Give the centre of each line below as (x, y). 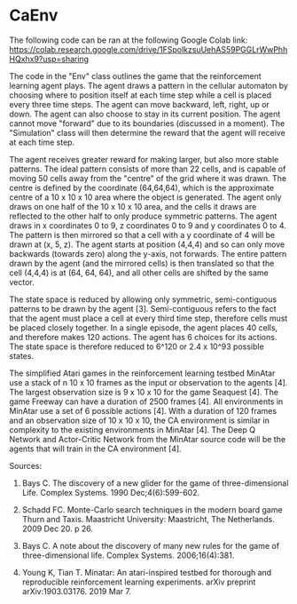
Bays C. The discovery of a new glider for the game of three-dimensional (155, 483)
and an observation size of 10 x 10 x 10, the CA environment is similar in (140, 420)
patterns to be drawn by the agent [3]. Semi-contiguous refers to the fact (143, 308)
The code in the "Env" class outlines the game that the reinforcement (135, 75)
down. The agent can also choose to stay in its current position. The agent (145, 114)
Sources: (26, 465)
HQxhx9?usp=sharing (49, 59)
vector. (22, 282)
